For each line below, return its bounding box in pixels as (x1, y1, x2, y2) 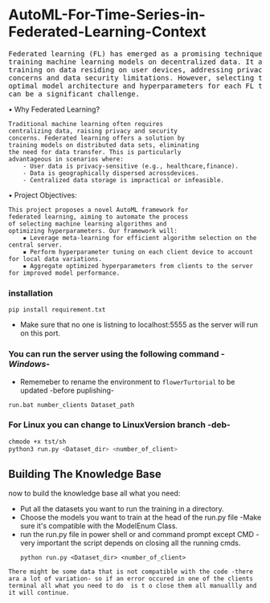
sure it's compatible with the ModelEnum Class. (19, 521, 178, 531)
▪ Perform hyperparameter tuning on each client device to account (22, 247, 253, 256)
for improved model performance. (8, 269, 121, 277)
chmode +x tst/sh (8, 438, 67, 446)
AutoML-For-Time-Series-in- (8, 6, 207, 24)
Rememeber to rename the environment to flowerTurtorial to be (19, 377, 235, 386)
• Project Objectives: (8, 190, 78, 200)
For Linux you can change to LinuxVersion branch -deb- (8, 419, 231, 430)
